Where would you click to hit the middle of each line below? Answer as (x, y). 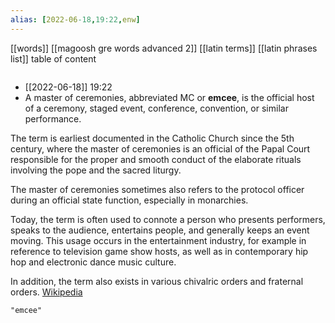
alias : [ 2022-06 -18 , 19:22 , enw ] (75, 19)
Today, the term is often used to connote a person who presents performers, (168, 219)
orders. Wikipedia (46, 292)
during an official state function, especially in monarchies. (129, 200)
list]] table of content (53, 58)
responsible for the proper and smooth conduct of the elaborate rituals (156, 159)
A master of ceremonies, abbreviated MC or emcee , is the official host (169, 97)
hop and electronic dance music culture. (93, 262)
